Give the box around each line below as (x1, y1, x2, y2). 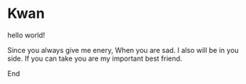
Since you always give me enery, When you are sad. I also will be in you (7, 45, 240, 54)
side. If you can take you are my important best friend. (7, 54, 183, 63)
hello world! (7, 30, 45, 40)
